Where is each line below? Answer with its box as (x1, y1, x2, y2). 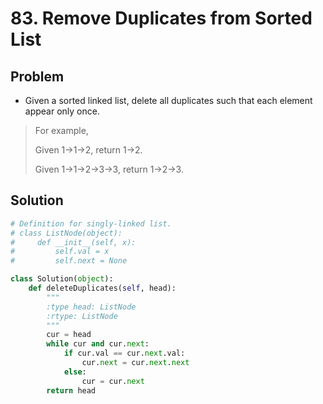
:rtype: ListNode (46, 311, 118, 321)
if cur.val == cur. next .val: (63, 348, 186, 359)
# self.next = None (10, 256, 128, 266)
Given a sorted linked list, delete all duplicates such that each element (24, 95, 313, 106)
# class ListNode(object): (10, 228, 123, 238)
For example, (34, 125, 89, 136)
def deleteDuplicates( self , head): (28, 283, 177, 294)
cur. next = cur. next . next (81, 358, 190, 368)
